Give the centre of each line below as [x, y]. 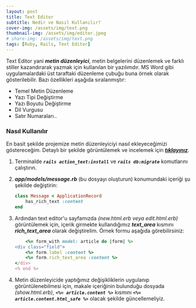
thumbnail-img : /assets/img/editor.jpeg [56, 33]
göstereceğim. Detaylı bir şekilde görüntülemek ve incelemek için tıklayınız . [98, 150]
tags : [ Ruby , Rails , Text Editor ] [48, 45]
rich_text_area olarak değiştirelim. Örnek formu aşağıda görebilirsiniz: [99, 231]
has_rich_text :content [54, 202]
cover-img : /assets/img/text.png [47, 28]
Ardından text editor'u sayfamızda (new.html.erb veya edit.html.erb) [96, 218]
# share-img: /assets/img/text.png [50, 39]
